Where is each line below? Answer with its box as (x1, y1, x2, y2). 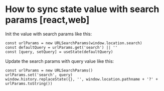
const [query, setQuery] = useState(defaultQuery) (5, 49, 113, 54)
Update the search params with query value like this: (5, 58, 114, 64)
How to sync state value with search (5, 4, 159, 15)
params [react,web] (5, 14, 90, 26)
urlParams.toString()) (5, 81, 53, 86)
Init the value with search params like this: (5, 31, 92, 37)
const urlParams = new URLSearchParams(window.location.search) (5, 40, 142, 46)
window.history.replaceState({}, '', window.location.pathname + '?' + (5, 76, 158, 81)
